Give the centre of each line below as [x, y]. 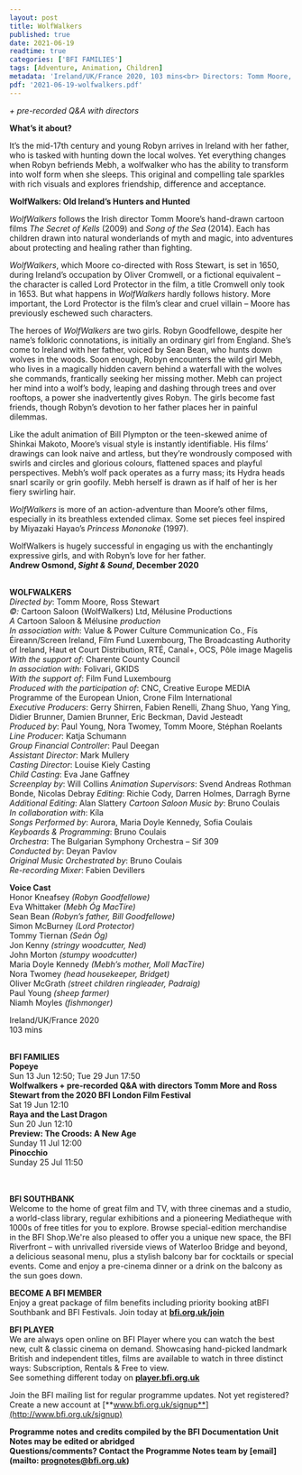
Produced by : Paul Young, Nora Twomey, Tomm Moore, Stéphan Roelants [146, 726]
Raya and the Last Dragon [59, 1114]
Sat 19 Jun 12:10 [39, 1104]
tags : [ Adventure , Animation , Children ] [87, 69]
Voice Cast [30, 887]
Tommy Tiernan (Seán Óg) [59, 936]
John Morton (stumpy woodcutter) [73, 954]
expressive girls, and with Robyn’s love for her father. [108, 555]
